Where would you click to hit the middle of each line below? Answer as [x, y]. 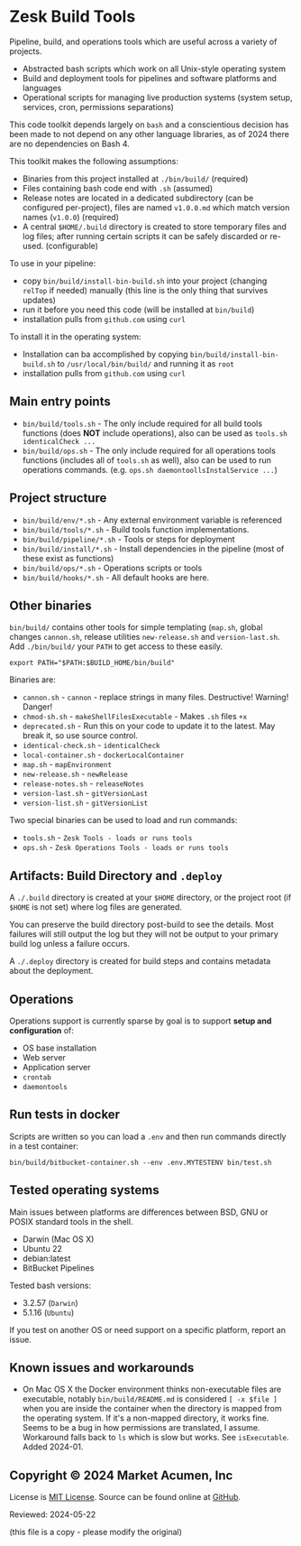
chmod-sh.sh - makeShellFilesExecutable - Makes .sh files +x [135, 717]
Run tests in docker [64, 1115]
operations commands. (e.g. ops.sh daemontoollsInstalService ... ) [150, 469]
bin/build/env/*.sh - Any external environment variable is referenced [152, 520]
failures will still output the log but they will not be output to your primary [144, 934]
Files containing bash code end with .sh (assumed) [118, 188]
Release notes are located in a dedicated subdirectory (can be [138, 198]
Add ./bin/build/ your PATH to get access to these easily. [116, 646]
